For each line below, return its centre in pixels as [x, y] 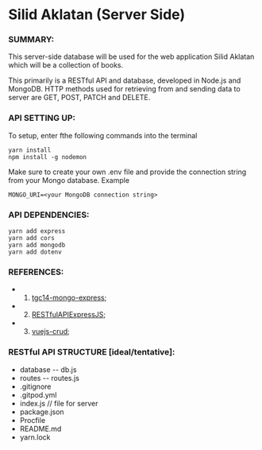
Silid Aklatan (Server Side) [96, 15]
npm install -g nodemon [48, 157]
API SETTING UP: [42, 118]
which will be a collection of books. [66, 65]
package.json [42, 412]
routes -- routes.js [49, 378]
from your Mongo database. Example [69, 180]
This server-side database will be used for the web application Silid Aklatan [131, 56]
